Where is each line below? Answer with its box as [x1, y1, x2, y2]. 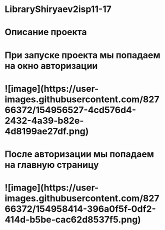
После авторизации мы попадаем [4, 148, 154, 160]
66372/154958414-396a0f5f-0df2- [4, 203, 156, 215]
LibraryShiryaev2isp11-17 [4, 4, 112, 15]
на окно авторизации [4, 60, 98, 71]
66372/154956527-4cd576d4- [4, 104, 136, 116]
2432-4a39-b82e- [4, 115, 84, 126]
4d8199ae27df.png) [4, 125, 89, 137]
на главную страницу [4, 159, 99, 170]
